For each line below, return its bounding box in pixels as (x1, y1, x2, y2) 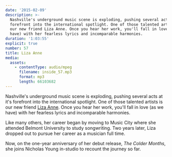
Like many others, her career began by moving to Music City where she (5, 119, 156, 126)
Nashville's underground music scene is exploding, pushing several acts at (5, 93, 163, 99)
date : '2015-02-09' (5, 7, 47, 13)
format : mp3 (18, 74, 45, 80)
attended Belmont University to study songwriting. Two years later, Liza (5, 125, 156, 131)
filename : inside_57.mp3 (18, 70, 72, 75)
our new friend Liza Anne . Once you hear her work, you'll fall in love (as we (5, 104, 164, 110)
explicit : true (5, 41, 38, 46)
